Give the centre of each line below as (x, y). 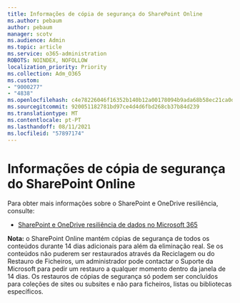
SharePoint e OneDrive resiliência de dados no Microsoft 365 (107, 225)
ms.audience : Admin (36, 41)
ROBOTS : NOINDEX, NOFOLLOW (47, 61)
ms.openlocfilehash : (38, 101)
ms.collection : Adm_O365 (44, 73)
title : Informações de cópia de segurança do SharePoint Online (105, 14)
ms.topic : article (35, 47)
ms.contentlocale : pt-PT (44, 120)
